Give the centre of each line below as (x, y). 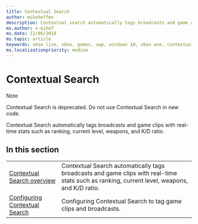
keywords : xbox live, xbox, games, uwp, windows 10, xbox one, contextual (100, 45)
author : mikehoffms (30, 17)
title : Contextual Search (38, 12)
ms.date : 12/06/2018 (32, 34)
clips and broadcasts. (91, 209)
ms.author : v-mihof (30, 28)
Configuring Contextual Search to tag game (122, 201)
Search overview (32, 180)
